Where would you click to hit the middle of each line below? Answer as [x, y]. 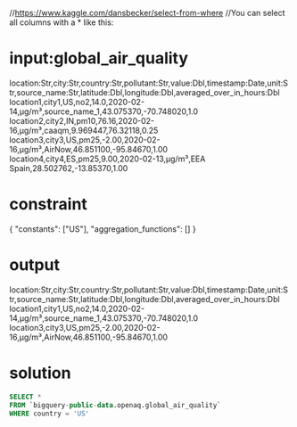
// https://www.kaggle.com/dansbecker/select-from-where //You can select [147, 13]
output [35, 265]
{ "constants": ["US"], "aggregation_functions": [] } [103, 229]
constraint [48, 205]
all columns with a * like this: [62, 22]
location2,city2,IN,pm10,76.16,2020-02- [82, 120]
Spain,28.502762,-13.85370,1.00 [69, 168]
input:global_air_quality [99, 58]
